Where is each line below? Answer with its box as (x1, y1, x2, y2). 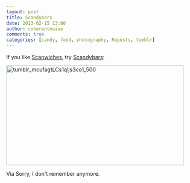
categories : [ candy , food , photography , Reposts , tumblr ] (6, 37, 155, 43)
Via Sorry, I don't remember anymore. (6, 170, 100, 177)
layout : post (6, 8, 39, 15)
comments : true (6, 31, 45, 37)
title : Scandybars (6, 14, 52, 21)
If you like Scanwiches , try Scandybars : (6, 54, 105, 60)
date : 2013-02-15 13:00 (6, 20, 66, 26)
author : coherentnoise (6, 25, 63, 32)
